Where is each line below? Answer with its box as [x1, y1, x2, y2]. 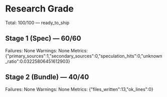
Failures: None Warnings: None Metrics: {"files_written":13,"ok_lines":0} [5, 86, 153, 92]
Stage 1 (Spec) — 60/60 [5, 34, 81, 43]
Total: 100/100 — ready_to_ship [5, 20, 69, 26]
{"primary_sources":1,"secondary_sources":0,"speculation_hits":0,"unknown [5, 53, 162, 59]
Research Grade [5, 3, 74, 15]
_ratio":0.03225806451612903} [5, 58, 70, 64]
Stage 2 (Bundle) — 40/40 [5, 73, 89, 81]
